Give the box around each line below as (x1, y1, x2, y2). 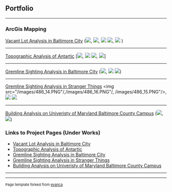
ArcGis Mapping (5, 25, 47, 32)
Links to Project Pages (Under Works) (5, 129, 101, 137)
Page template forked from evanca (5, 182, 63, 187)
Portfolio (5, 4, 34, 13)
